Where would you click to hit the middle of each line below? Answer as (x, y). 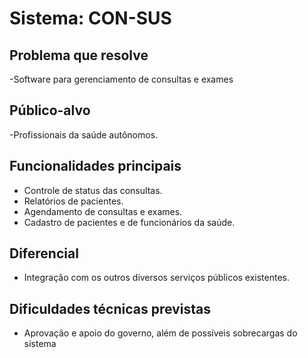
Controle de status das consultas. (93, 190)
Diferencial (44, 253)
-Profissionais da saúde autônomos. (84, 134)
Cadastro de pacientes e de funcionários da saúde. (129, 222)
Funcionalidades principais (95, 166)
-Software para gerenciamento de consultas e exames (121, 79)
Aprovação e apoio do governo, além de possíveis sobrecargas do (160, 333)
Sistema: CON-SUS (90, 18)
